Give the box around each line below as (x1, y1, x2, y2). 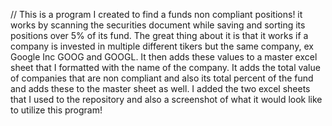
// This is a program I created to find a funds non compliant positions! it (10, 9, 303, 20)
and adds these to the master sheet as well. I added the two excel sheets (10, 83, 311, 94)
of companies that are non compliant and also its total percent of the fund (10, 72, 314, 84)
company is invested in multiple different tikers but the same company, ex (10, 40, 314, 52)
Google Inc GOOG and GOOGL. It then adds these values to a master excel (10, 51, 318, 63)
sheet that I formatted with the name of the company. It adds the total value (10, 62, 321, 73)
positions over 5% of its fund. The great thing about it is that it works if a (10, 30, 309, 41)
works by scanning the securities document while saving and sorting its (10, 19, 306, 31)
